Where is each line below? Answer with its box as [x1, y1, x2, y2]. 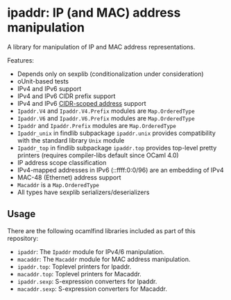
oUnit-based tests [17, 77, 69, 85]
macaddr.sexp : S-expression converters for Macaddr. [17, 284, 168, 293]
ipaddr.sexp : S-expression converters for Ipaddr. [17, 277, 157, 285]
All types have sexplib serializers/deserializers [17, 188, 150, 196]
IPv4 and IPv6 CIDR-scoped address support [17, 99, 146, 107]
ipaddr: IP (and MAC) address [7, 5, 181, 21]
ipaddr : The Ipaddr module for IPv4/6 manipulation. [17, 247, 165, 255]
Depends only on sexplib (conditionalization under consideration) [17, 70, 204, 78]
